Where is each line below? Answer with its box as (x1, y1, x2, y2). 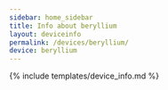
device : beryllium (9, 46, 77, 55)
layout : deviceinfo (9, 29, 82, 38)
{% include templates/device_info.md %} (9, 70, 160, 81)
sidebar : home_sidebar (9, 12, 93, 22)
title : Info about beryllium (9, 21, 117, 30)
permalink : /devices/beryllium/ (9, 37, 129, 47)
